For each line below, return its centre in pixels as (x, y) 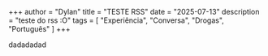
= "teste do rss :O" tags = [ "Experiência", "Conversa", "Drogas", (117, 20)
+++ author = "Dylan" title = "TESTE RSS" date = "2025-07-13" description (134, 12)
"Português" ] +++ (39, 29)
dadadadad (28, 45)
